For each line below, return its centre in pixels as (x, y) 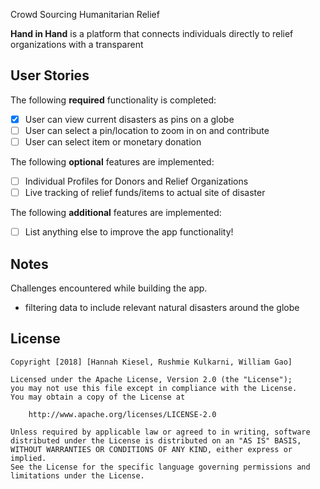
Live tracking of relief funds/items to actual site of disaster (145, 193)
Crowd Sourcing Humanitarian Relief (85, 14)
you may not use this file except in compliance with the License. (154, 388)
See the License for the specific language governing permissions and (160, 467)
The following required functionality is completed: (113, 100)
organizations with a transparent (77, 44)
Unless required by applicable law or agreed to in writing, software (160, 432)
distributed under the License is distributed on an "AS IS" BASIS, (156, 440)
